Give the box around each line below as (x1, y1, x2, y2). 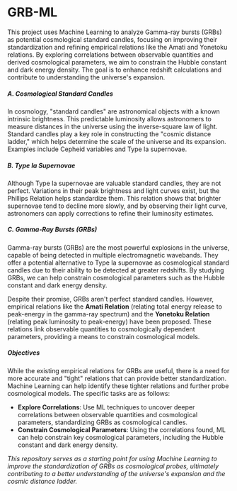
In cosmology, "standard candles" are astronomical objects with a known (7, 107, 221, 116)
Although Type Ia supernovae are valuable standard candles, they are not (7, 179, 221, 187)
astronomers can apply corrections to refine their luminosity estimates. (7, 209, 214, 217)
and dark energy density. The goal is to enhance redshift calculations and (7, 65, 221, 74)
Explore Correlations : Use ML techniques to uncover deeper (17, 402, 195, 412)
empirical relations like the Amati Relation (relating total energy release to (7, 302, 223, 311)
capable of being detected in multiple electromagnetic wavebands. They (7, 250, 219, 259)
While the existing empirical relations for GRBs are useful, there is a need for (7, 366, 230, 375)
